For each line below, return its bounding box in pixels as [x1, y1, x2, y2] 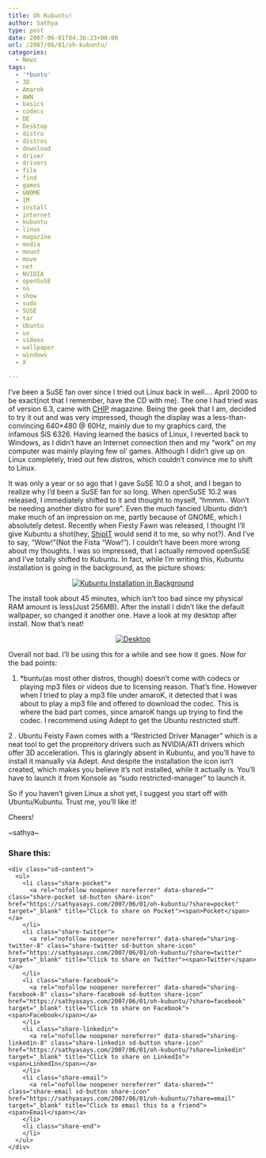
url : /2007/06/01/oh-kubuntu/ [8, 41, 108, 49]
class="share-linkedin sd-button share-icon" [50, 1039, 203, 1048]
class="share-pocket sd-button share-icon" [8, 894, 154, 902]
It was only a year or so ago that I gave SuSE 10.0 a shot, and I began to [8, 478, 241, 488]
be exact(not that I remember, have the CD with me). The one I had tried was [8, 395, 258, 405]
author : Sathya [8, 19, 59, 27]
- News [15, 56, 37, 64]
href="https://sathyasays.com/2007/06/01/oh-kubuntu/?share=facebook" [8, 998, 246, 1006]
